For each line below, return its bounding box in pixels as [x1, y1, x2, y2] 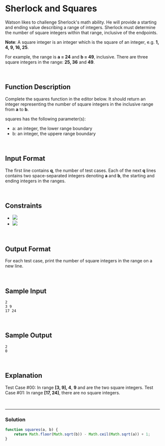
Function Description [5, 83, 71, 91]
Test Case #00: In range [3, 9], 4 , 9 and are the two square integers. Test [5, 384, 154, 390]
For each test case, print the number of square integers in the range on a [5, 258, 153, 264]
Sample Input [5, 287, 47, 295]
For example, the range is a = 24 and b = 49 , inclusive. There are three [5, 54, 148, 59]
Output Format [5, 245, 51, 253]
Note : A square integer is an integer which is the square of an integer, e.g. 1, [5, 39, 159, 45]
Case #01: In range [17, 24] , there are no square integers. [5, 390, 120, 395]
